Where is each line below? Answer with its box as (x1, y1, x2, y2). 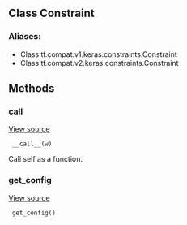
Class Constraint (8, 6, 95, 20)
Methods (8, 81, 55, 96)
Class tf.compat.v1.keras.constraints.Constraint (19, 49, 178, 59)
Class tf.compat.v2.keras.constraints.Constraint (19, 58, 179, 67)
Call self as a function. (8, 154, 83, 164)
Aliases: (8, 31, 42, 42)
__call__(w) (11, 140, 53, 149)
